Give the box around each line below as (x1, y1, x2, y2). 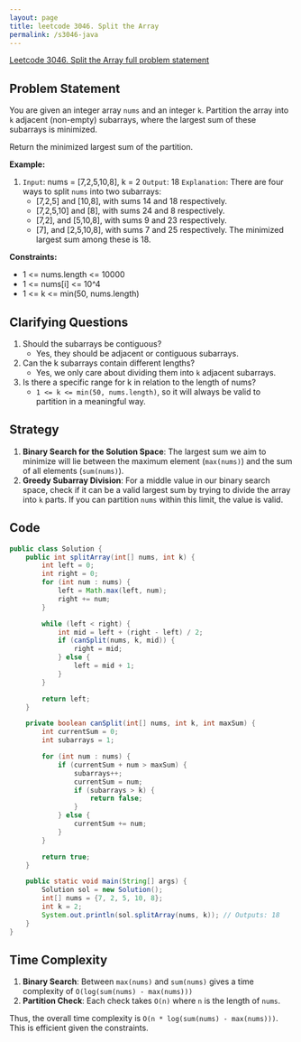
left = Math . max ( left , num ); (57, 586, 168, 595)
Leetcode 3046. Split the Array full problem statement (9, 55, 210, 66)
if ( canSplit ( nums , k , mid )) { (57, 636, 176, 646)
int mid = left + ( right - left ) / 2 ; (57, 628, 204, 637)
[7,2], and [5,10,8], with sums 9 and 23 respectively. (35, 215, 227, 226)
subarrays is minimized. (9, 124, 97, 135)
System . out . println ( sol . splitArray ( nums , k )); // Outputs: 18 (41, 910, 280, 919)
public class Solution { (9, 544, 103, 554)
